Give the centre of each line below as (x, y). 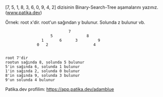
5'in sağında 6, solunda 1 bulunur (43, 67)
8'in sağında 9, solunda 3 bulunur (43, 75)
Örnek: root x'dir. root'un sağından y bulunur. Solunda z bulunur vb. (75, 22)
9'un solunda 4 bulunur (30, 80)
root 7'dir (17, 58)
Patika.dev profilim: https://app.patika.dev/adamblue (60, 89)
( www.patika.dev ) (24, 13)
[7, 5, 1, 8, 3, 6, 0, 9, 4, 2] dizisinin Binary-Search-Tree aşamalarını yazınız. (82, 7)
